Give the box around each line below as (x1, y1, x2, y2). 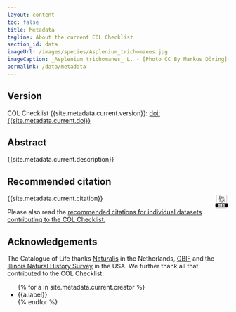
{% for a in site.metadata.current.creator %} (17, 283, 145, 291)
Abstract (7, 136, 47, 148)
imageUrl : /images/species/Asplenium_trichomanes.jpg (7, 48, 169, 56)
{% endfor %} (17, 298, 58, 306)
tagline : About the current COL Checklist (7, 34, 133, 41)
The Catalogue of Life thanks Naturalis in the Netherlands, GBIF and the (7, 254, 215, 263)
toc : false (7, 18, 39, 26)
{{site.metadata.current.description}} (7, 155, 114, 164)
